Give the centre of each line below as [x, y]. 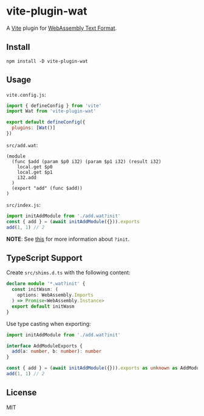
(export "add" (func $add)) [47, 188]
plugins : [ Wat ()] [34, 128]
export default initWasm [43, 306]
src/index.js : [23, 204]
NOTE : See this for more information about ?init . [68, 239]
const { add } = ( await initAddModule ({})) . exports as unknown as [92, 368]
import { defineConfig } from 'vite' [54, 106]
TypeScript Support [45, 258]
